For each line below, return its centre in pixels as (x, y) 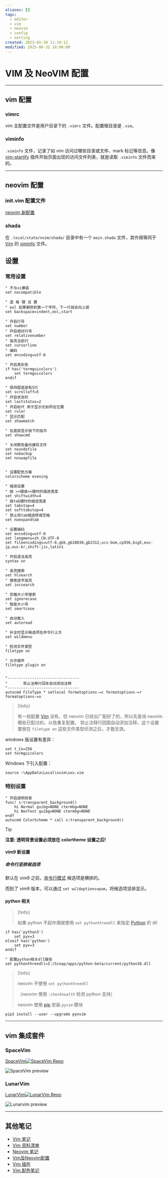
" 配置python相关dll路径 (29, 960)
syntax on (15, 561)
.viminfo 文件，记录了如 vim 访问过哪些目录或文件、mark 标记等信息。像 (80, 150)
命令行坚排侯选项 (23, 864)
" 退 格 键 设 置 (21, 302)
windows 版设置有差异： (30, 740)
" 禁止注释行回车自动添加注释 (38, 684)
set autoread (19, 623)
